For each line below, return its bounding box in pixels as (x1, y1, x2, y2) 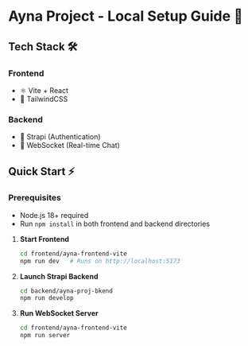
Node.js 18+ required (19, 210, 89, 220)
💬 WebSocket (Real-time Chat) (19, 141, 121, 150)
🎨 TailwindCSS (19, 94, 68, 103)
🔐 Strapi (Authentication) (19, 132, 101, 142)
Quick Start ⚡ (8, 165, 76, 178)
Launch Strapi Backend (19, 271, 99, 281)
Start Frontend (19, 234, 70, 243)
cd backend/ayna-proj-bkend (19, 286, 113, 295)
